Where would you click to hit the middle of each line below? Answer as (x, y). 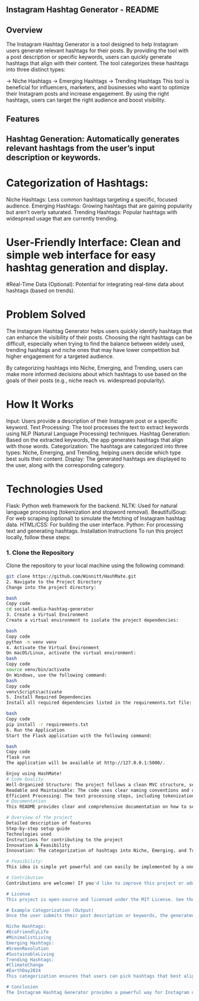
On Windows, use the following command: (57, 675)
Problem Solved (46, 315)
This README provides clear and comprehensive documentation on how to (96, 807)
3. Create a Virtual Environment (47, 615)
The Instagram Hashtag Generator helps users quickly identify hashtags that (99, 331)
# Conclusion (22, 987)
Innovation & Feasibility (38, 845)
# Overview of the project (39, 818)
